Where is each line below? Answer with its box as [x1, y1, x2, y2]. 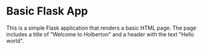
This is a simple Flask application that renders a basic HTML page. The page [6, 24, 197, 31]
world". [6, 37, 24, 44]
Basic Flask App [6, 4, 89, 18]
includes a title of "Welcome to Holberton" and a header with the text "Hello [6, 30, 194, 38]
